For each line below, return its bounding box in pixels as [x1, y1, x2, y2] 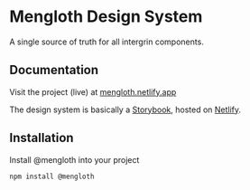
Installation [9, 130, 74, 146]
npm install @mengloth [9, 172, 95, 181]
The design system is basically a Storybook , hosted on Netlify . [9, 104, 242, 115]
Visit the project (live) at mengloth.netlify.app [9, 86, 177, 97]
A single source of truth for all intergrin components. [9, 36, 205, 47]
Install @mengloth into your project [9, 154, 140, 165]
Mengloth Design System [9, 6, 203, 27]
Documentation [9, 62, 99, 78]
